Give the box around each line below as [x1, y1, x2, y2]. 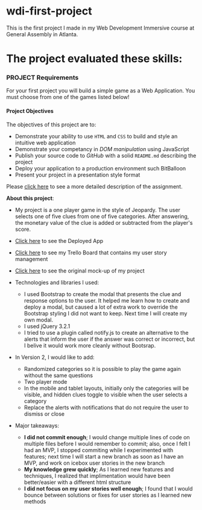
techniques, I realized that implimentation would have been [24, 472, 171, 479]
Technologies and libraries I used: [14, 279, 99, 286]
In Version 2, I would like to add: [14, 353, 95, 361]
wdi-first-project [6, 4, 92, 18]
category [24, 397, 47, 404]
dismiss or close [24, 410, 65, 418]
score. [14, 225, 31, 233]
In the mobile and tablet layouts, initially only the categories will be [24, 384, 189, 392]
